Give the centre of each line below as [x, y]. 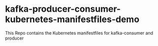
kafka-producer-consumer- [63, 9]
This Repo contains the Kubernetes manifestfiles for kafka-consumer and [79, 33]
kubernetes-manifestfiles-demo [72, 19]
